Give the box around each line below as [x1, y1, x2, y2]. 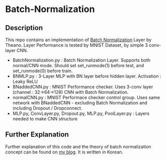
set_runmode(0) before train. [12, 68, 73, 74]
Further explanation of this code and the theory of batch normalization [5, 143, 151, 149]
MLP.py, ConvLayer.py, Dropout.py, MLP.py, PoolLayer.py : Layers [12, 110, 150, 116]
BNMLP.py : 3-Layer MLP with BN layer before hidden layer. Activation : [12, 73, 161, 79]
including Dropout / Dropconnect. [12, 105, 82, 111]
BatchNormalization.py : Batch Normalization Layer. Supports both [12, 57, 150, 63]
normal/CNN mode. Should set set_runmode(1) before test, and [12, 63, 144, 68]
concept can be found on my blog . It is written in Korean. [5, 149, 124, 155]
